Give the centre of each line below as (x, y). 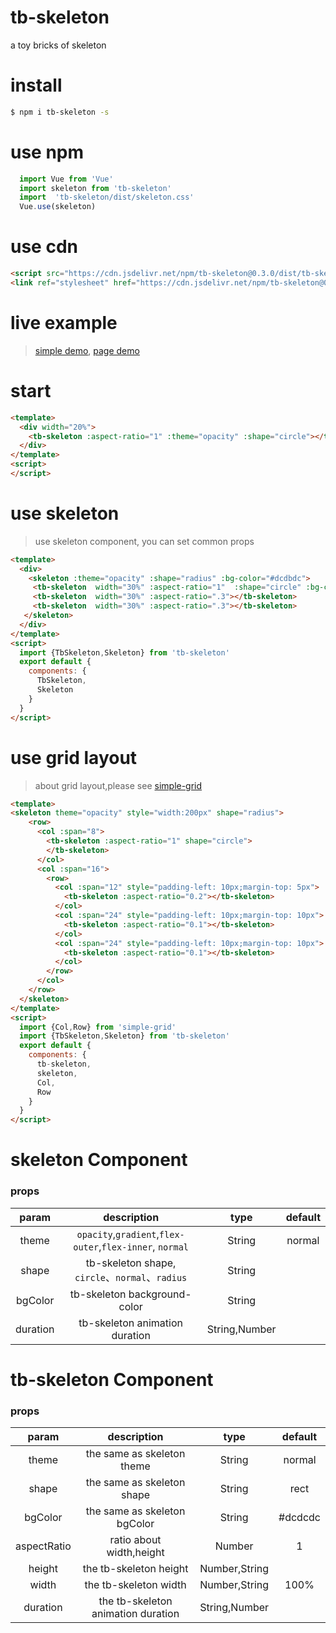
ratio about (135, 1540)
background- (160, 1294)
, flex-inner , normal (144, 1246)
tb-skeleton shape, (131, 1263)
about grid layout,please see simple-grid (118, 785)
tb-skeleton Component (112, 1379)
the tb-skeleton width (135, 1585)
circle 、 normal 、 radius (131, 1277)
